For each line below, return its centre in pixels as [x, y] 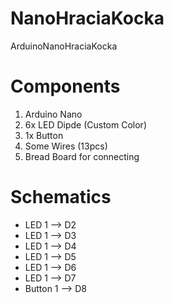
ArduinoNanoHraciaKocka [64, 46]
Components [65, 86]
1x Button [44, 135]
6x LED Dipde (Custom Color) [85, 124]
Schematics [61, 197]
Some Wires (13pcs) [66, 146]
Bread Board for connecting [82, 156]
